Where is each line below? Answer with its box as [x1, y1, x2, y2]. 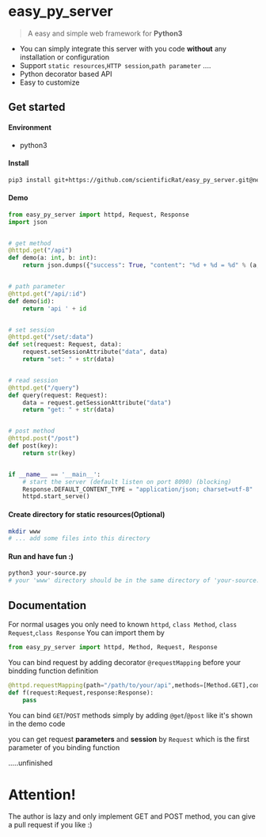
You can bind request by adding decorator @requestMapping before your [8, 657, 241, 667]
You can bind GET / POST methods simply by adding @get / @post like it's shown [8, 710, 253, 720]
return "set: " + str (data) [22, 356, 115, 363]
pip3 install [8, 176, 51, 184]
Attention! [8, 786, 77, 804]
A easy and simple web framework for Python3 [27, 29, 183, 38]
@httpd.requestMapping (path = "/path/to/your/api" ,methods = [8, 681, 203, 689]
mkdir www [8, 527, 41, 535]
